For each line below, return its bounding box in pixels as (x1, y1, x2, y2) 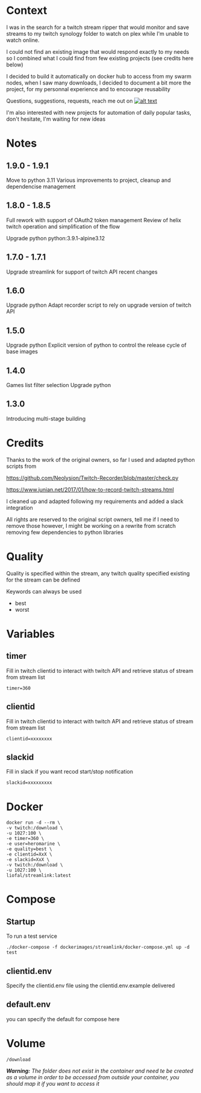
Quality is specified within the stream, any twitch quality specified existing (6, 569, 190, 577)
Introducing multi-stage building (6, 415, 86, 422)
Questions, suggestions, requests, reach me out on (6, 97, 133, 104)
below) (6, 61, 23, 68)
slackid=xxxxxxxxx (6, 780, 52, 786)
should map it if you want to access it (6, 1080, 100, 1087)
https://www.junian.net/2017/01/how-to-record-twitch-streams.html (6, 486, 175, 493)
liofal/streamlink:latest (6, 873, 71, 879)
